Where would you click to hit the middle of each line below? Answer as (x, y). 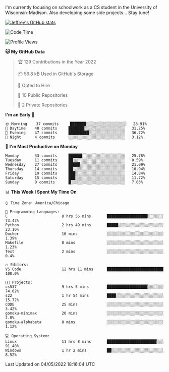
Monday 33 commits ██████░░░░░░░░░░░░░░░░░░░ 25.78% (75, 156)
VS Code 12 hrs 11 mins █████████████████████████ (84, 269)
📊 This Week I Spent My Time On (41, 192)
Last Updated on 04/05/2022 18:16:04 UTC (50, 364)
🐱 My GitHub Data (25, 52)
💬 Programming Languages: (32, 212)
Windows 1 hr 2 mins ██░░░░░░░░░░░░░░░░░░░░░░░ (84, 350)
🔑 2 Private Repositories (43, 105)
